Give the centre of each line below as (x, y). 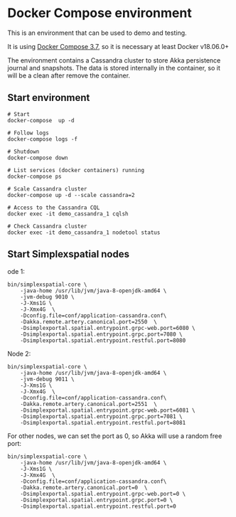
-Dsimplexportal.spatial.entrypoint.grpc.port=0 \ (97, 500)
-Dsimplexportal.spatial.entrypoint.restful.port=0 (98, 506)
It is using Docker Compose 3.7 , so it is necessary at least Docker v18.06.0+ (118, 46)
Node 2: (19, 353)
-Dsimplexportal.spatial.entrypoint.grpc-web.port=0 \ (103, 494)
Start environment (49, 98)
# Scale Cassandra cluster (47, 189)
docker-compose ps (34, 176)
